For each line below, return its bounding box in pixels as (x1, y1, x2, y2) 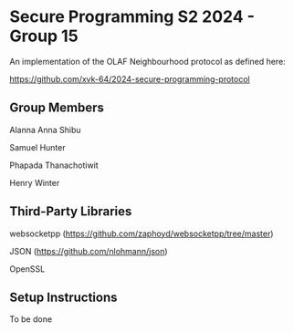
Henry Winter (9, 177, 60, 188)
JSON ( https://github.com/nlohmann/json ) (9, 245, 168, 256)
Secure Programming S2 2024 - (9, 6, 256, 27)
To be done (9, 314, 53, 325)
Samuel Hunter (9, 141, 66, 152)
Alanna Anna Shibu (9, 124, 81, 135)
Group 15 (9, 26, 79, 47)
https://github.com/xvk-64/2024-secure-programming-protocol (9, 73, 250, 84)
